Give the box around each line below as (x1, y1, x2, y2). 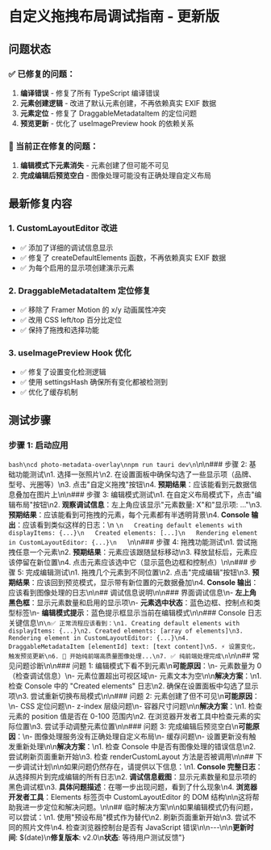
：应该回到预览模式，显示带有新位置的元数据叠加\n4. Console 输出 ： (29, 578, 259, 587)
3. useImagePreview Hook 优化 (8, 347, 131, 359)
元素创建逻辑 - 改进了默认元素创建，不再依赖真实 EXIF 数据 (19, 98, 216, 107)
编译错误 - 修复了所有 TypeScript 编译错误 (19, 88, 160, 98)
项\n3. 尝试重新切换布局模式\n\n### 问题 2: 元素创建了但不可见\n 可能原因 (8, 692, 252, 701)
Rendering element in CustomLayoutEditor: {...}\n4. (8, 634, 190, 642)
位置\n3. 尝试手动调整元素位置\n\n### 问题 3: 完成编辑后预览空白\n (15, 722, 239, 731)
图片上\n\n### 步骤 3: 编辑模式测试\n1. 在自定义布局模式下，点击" (35, 490, 255, 499)
